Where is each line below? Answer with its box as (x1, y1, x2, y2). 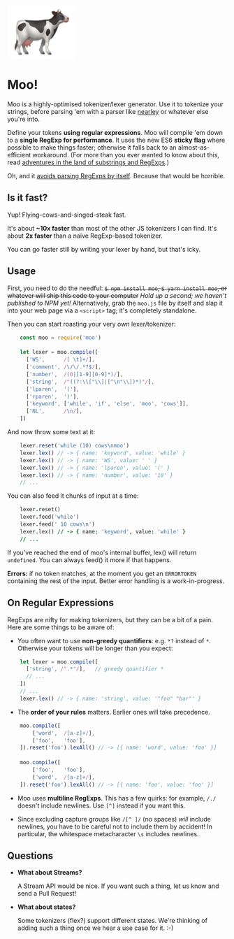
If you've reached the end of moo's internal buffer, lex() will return (7, 548, 197, 557)
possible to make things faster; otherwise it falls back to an (7, 143, 177, 152)
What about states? (17, 903, 76, 911)
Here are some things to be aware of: (7, 623, 115, 631)
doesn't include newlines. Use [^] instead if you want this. (17, 801, 186, 810)
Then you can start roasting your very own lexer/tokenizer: (7, 320, 176, 328)
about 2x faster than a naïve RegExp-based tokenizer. (7, 231, 163, 240)
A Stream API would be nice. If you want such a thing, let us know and (17, 882, 219, 890)
